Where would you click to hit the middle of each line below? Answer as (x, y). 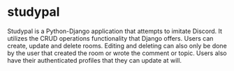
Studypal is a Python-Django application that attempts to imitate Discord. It (115, 31)
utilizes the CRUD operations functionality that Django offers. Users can (110, 38)
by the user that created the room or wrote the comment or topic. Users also (117, 53)
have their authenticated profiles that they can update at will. (95, 60)
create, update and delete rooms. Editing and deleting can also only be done (117, 45)
